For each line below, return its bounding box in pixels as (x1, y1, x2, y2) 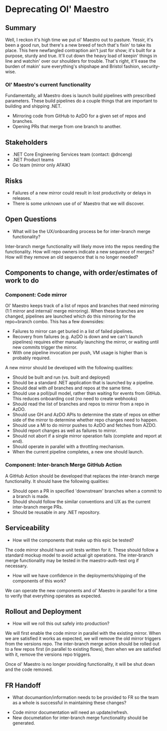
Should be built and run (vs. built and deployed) (12, 374, 111, 380)
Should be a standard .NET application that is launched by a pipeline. (12, 380, 155, 386)
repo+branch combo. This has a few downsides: (5, 319, 105, 325)
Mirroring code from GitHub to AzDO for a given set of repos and (12, 113, 146, 119)
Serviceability (5, 524, 50, 532)
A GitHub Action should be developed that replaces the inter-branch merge (5, 472, 160, 479)
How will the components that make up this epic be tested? (12, 537, 134, 543)
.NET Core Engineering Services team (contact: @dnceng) (12, 151, 133, 157)
